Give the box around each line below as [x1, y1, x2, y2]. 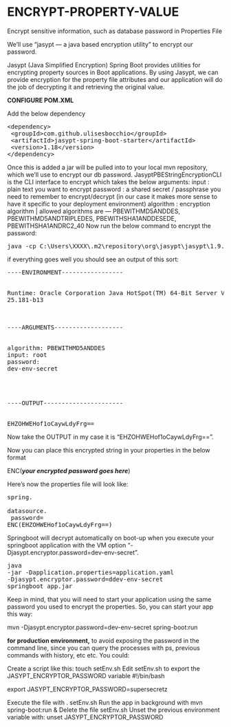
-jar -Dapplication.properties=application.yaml [7, 568, 174, 576]
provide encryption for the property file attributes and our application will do [7, 75, 223, 83]
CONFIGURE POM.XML [7, 96, 74, 104]
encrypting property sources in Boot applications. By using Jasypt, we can [7, 68, 219, 76]
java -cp [7, 242, 36, 250]
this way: [7, 609, 33, 618]
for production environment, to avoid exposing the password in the [7, 636, 199, 644]
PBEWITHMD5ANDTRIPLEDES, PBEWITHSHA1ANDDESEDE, [7, 214, 177, 222]
